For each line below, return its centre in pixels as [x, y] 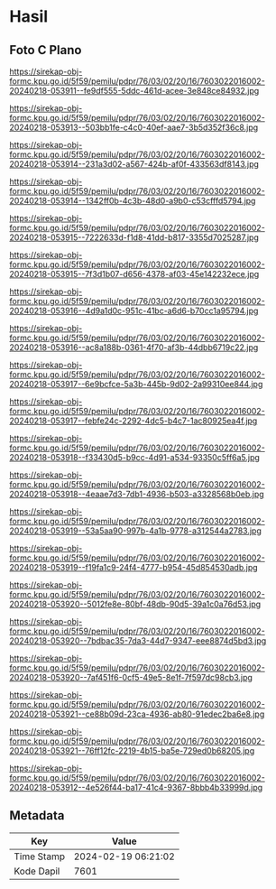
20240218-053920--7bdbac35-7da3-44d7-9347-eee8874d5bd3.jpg [138, 641]
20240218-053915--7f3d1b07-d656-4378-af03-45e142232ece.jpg [134, 274]
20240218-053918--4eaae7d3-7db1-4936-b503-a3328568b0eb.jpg [137, 494]
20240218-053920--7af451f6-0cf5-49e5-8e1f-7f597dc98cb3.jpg [131, 677]
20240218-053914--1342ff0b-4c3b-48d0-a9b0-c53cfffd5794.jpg [133, 201]
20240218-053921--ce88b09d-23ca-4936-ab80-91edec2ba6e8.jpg [137, 714]
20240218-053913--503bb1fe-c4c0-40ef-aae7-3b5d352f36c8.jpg [134, 127]
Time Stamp [40, 857]
